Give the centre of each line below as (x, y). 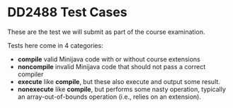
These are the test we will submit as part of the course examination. (106, 32)
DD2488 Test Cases (67, 12)
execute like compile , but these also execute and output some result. (119, 81)
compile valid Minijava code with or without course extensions (109, 59)
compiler (30, 74)
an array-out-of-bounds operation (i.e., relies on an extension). (109, 97)
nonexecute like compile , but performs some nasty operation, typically (122, 89)
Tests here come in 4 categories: (56, 45)
